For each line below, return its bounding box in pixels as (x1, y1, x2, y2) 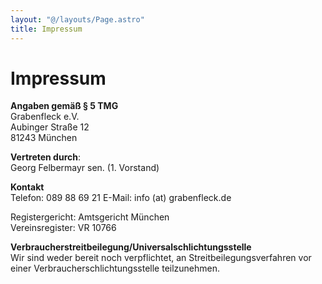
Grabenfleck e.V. (10, 111, 80, 123)
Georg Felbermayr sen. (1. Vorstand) (10, 162, 160, 174)
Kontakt (10, 181, 45, 193)
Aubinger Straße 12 (10, 121, 90, 133)
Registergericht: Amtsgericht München (10, 211, 170, 223)
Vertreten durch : (10, 151, 81, 163)
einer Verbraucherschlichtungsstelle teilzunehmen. (10, 262, 221, 275)
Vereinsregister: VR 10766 (10, 222, 117, 234)
